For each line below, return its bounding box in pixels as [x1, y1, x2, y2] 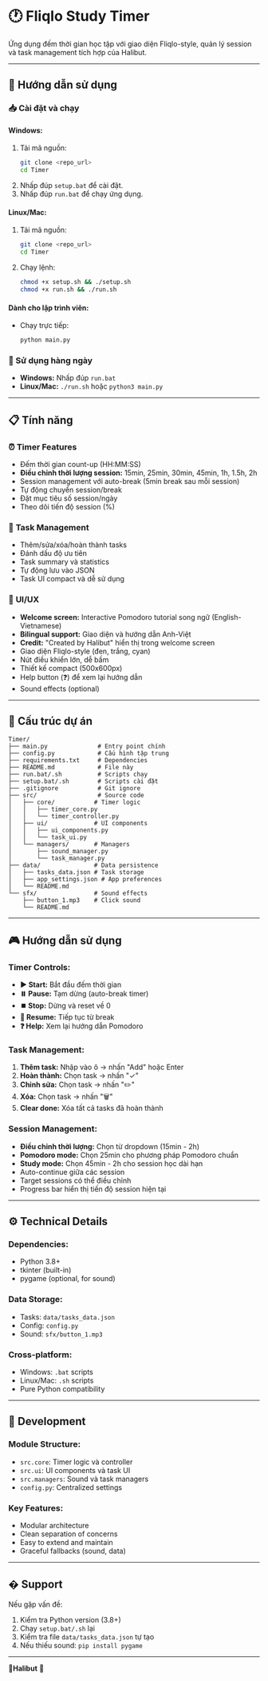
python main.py [19, 336, 71, 345]
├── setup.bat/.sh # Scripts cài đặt [8, 777, 159, 785]
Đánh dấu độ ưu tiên [19, 549, 88, 558]
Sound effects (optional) [19, 684, 100, 693]
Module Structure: [8, 1439, 81, 1450]
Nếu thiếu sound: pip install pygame [19, 1640, 144, 1650]
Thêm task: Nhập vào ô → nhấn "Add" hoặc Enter [19, 1062, 184, 1072]
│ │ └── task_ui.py [8, 833, 88, 841]
